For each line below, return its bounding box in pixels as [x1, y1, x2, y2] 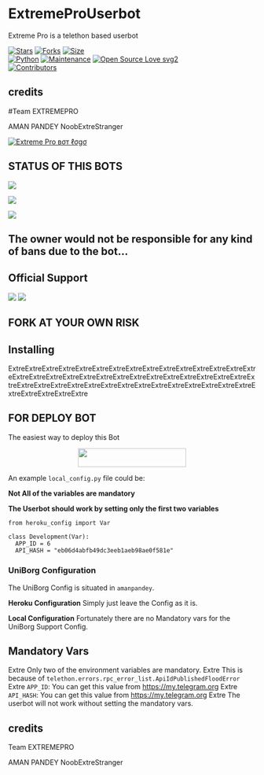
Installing [8, 343, 55, 356]
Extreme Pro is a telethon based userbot [8, 31, 139, 40]
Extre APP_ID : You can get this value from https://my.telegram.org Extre [8, 682, 238, 692]
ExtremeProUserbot [8, 5, 141, 23]
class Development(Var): [8, 533, 90, 541]
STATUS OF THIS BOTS [8, 160, 123, 173]
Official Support [8, 271, 88, 285]
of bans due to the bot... [8, 245, 128, 258]
